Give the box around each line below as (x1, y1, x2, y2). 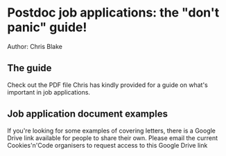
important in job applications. (7, 88, 91, 96)
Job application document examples (7, 108, 168, 120)
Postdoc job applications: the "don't (7, 5, 220, 21)
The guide (7, 62, 52, 74)
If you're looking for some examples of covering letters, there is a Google (7, 126, 216, 135)
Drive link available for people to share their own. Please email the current (7, 133, 218, 142)
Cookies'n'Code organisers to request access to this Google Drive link (7, 141, 208, 149)
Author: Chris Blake (7, 42, 63, 50)
